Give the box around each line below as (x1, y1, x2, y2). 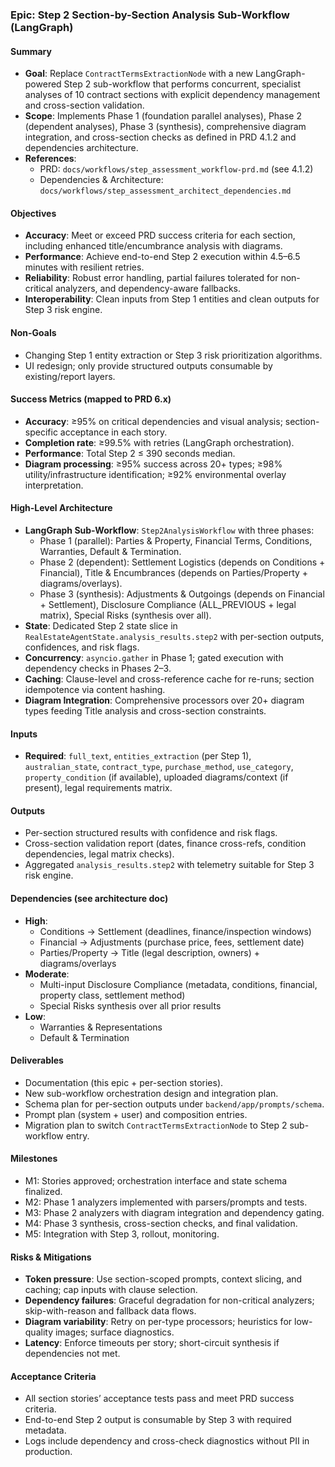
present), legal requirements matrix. (24, 782, 173, 794)
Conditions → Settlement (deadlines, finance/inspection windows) (39, 925, 312, 937)
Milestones (10, 1153, 58, 1165)
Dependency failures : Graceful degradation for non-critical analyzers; (24, 1294, 315, 1307)
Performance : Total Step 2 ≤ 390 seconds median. (24, 447, 236, 459)
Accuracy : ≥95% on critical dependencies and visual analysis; (24, 415, 283, 427)
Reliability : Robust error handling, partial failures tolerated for (24, 272, 279, 284)
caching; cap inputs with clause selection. (24, 1284, 198, 1296)
